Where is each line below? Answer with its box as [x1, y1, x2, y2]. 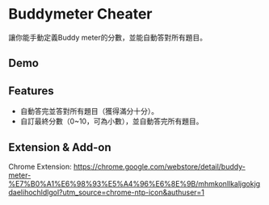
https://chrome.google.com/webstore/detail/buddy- [73, 161, 246, 171]
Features [8, 84, 54, 98]
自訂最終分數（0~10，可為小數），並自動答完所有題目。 [19, 116, 204, 126]
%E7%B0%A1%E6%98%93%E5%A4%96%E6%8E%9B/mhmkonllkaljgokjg [8, 178, 261, 188]
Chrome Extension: [8, 161, 72, 171]
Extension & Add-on [8, 140, 111, 154]
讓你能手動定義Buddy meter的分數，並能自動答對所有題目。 [8, 32, 208, 42]
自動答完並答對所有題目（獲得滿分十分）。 [19, 107, 159, 116]
